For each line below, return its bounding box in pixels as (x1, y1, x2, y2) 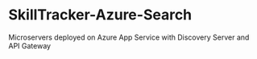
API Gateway (8, 40, 51, 50)
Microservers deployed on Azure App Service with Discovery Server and (8, 32, 250, 42)
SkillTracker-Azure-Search (8, 6, 193, 24)
